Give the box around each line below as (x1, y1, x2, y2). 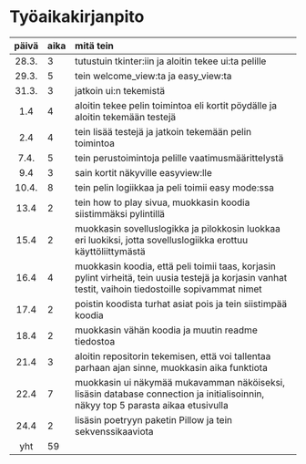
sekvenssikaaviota (74, 425, 154, 438)
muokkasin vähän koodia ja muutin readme (74, 324, 258, 336)
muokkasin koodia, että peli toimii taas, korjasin (74, 260, 276, 273)
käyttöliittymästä (74, 244, 146, 257)
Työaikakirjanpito (9, 6, 145, 27)
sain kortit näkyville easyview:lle (74, 166, 212, 179)
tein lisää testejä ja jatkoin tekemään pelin (74, 125, 252, 138)
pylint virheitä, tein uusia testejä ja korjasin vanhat (74, 271, 288, 284)
